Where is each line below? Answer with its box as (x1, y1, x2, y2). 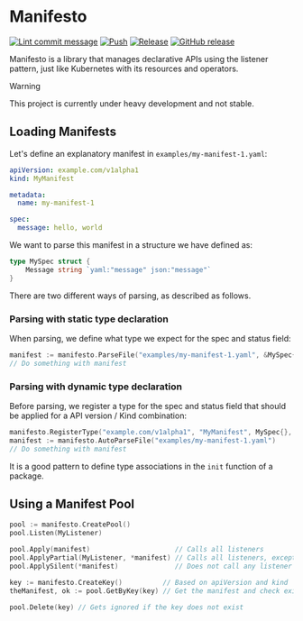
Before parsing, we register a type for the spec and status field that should (9, 400, 287, 411)
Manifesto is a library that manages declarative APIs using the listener (9, 53, 269, 64)
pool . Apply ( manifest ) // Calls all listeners (9, 545, 264, 554)
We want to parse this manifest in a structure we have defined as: (9, 240, 252, 250)
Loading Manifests (9, 124, 117, 140)
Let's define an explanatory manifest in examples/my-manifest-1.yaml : (9, 148, 268, 159)
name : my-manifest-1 (17, 198, 95, 208)
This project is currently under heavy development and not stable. (9, 97, 254, 109)
